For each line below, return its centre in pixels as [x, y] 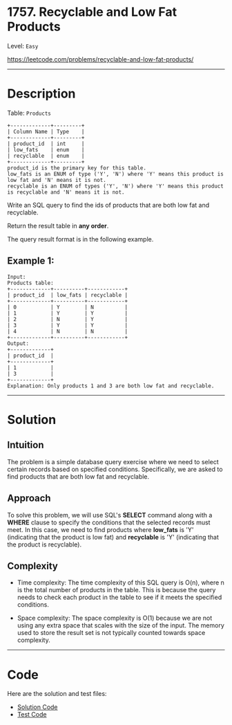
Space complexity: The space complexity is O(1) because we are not [115, 618]
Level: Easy [23, 46]
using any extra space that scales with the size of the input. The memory [120, 625]
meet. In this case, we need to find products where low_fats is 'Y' [101, 529]
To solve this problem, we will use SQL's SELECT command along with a [110, 515]
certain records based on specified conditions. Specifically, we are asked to [115, 469]
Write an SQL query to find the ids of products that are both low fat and [108, 205]
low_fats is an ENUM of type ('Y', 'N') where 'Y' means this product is [116, 174]
